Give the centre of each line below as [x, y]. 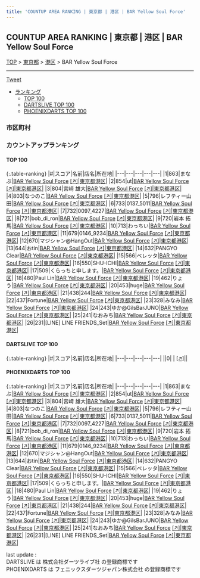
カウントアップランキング [43, 145]
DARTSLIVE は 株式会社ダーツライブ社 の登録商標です [72, 561]
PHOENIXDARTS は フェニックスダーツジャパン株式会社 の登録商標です [94, 569]
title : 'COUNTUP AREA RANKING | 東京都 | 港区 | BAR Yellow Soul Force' [96, 12]
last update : [21, 554]
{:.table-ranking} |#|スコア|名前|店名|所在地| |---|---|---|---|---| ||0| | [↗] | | [97, 358]
